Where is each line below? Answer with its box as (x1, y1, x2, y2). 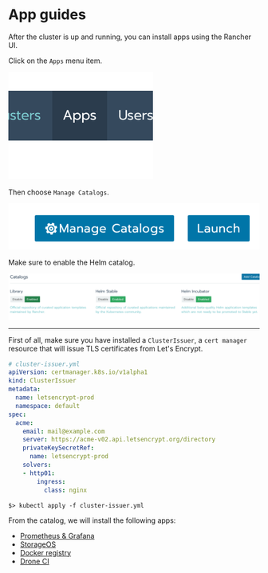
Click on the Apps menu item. (8, 56, 102, 65)
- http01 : (22, 469, 56, 477)
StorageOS (19, 540, 57, 549)
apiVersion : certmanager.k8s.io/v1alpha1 (8, 368, 148, 376)
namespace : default (15, 402, 81, 410)
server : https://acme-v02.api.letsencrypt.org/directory (22, 436, 216, 444)
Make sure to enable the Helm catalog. (8, 257, 136, 268)
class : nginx (43, 486, 88, 494)
